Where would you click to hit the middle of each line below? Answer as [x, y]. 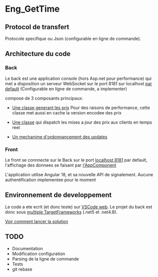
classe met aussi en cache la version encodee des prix [67, 112]
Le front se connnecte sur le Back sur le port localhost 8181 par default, [76, 160]
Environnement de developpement [58, 195]
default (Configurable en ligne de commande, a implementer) [66, 89]
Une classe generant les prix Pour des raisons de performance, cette [81, 108]
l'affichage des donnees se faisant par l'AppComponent [61, 165]
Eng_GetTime [32, 9]
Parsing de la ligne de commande [45, 259]
